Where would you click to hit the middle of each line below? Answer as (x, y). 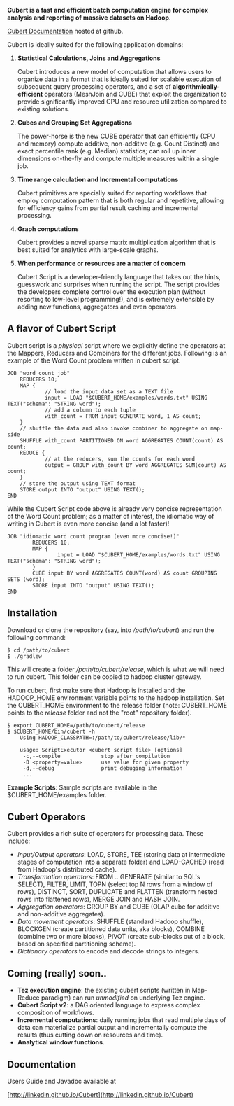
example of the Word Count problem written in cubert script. (94, 360)
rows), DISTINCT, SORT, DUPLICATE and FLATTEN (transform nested (117, 892)
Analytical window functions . (61, 1042)
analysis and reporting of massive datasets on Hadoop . (89, 17)
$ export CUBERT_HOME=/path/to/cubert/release (76, 725)
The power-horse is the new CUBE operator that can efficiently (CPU (116, 136)
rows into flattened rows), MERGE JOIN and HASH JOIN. (98, 899)
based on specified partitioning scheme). (76, 944)
